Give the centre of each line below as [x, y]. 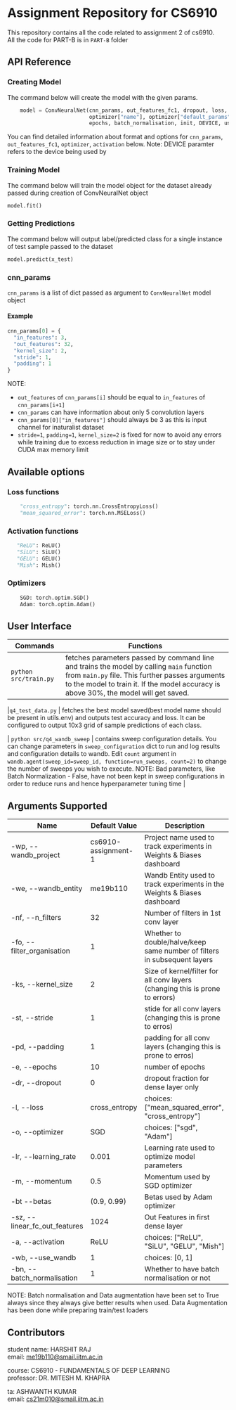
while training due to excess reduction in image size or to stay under [116, 442]
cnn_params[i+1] [41, 406]
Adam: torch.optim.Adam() [58, 604]
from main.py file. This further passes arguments [145, 675]
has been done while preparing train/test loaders [78, 1310]
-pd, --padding [38, 1047]
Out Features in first [177, 1217]
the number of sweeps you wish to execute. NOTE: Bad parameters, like [111, 769]
